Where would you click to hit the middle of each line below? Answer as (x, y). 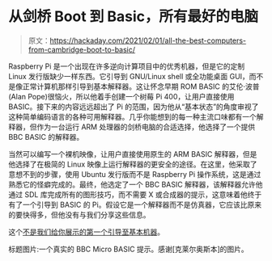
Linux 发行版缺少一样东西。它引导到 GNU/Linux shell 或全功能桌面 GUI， (129, 76)
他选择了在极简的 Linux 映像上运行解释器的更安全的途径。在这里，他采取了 (133, 164)
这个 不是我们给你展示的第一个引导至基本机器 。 (86, 232)
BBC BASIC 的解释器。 (46, 137)
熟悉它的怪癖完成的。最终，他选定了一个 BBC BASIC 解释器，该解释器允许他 (136, 184)
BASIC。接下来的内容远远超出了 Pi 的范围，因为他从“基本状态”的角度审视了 (134, 107)
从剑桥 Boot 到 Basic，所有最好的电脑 (134, 17)
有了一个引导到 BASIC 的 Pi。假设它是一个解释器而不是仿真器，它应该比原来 (135, 204)
